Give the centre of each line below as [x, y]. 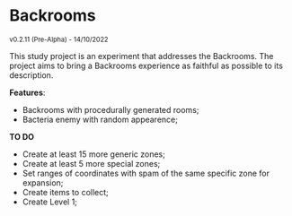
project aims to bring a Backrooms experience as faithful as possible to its [146, 65]
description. [31, 75]
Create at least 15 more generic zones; [94, 154]
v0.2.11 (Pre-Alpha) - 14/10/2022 [59, 39]
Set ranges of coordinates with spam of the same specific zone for [146, 173]
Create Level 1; [50, 202]
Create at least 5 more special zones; [91, 163]
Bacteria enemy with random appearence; [100, 119]
